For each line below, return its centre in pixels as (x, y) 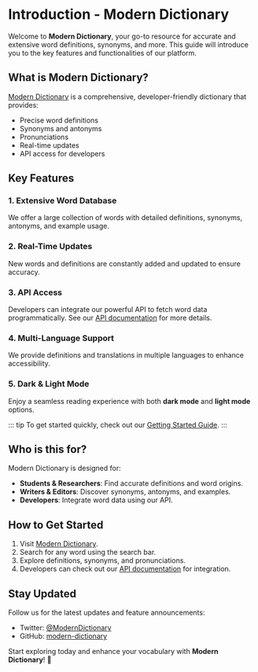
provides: (24, 105)
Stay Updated (42, 594)
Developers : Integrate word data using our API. (96, 500)
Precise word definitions (59, 120)
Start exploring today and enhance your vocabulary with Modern (113, 652)
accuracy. (24, 272)
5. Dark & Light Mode (49, 384)
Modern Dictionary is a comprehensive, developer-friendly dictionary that (127, 97)
